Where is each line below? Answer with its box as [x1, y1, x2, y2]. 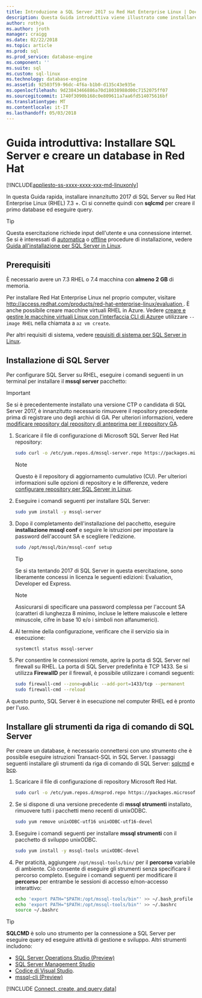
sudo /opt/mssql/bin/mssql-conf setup [14, 544, 112, 550]
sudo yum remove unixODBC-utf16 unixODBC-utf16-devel [14, 819, 153, 825]
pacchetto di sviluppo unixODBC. [14, 836, 97, 843]
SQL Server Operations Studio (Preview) [14, 955, 115, 962]
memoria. [6, 282, 30, 290]
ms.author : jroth [6, 25, 50, 32]
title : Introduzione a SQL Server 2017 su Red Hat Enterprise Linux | [6, 8, 187, 15]
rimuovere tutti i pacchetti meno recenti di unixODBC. [14, 807, 147, 814]
